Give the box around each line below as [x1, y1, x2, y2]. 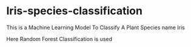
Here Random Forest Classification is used [6, 35, 113, 42]
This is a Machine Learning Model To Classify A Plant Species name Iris [6, 24, 185, 31]
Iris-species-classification [6, 4, 142, 18]
